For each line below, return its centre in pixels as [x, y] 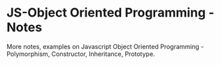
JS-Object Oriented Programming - [110, 13]
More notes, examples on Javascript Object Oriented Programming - [105, 46]
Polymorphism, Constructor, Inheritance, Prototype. [81, 54]
